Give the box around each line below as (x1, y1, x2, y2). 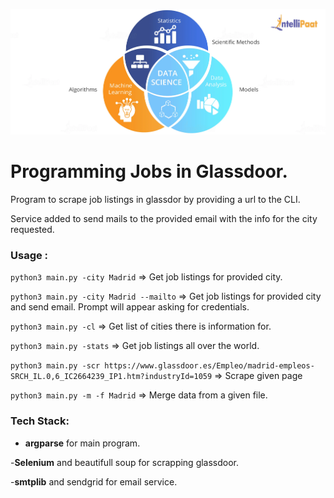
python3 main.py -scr (10, 361, 101, 371)
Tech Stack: (10, 414, 70, 428)
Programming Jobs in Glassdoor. (10, 160, 288, 183)
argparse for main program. (24, 437, 141, 449)
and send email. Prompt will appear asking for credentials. (10, 301, 250, 313)
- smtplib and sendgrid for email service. (10, 475, 178, 488)
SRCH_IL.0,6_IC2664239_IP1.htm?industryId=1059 (10, 372, 213, 382)
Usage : (10, 248, 49, 262)
